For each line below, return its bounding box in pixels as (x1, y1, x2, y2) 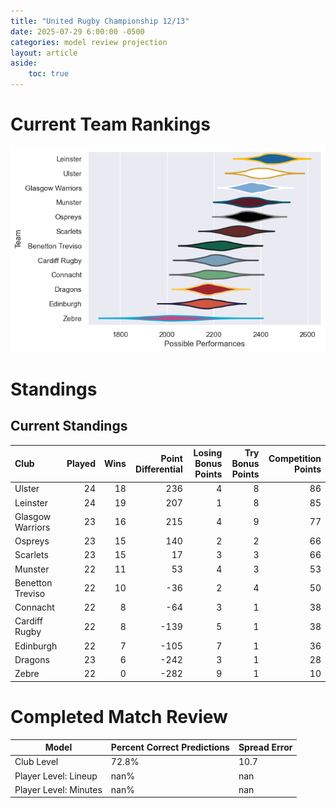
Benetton (14, 576, 53, 589)
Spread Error (238, 741, 293, 754)
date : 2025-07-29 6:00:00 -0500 (10, 26, 145, 37)
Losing (193, 447, 223, 459)
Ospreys (14, 535, 50, 547)
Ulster (14, 483, 40, 495)
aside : (10, 58, 38, 69)
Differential (135, 463, 183, 475)
